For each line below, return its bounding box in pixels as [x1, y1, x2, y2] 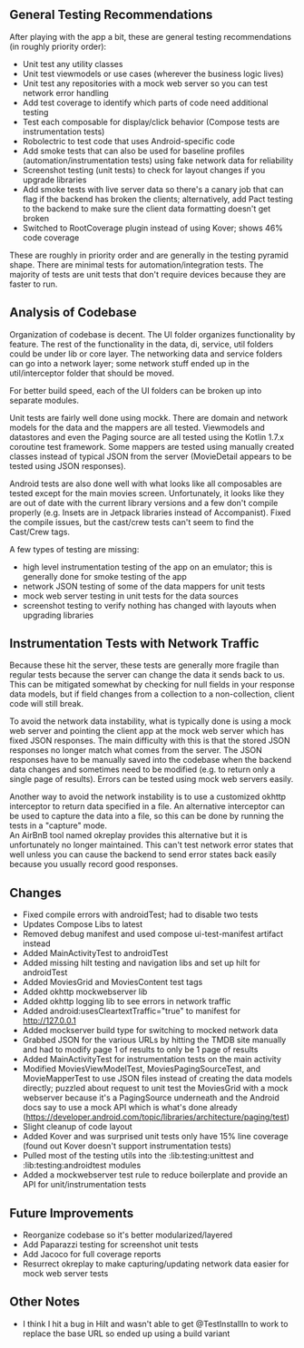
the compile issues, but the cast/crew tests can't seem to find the [9, 516, 254, 527]
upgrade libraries [22, 174, 87, 185]
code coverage [22, 231, 80, 243]
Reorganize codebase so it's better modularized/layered [22, 1229, 233, 1241]
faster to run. [9, 278, 58, 289]
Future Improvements [9, 1206, 134, 1221]
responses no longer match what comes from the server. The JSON [9, 745, 262, 756]
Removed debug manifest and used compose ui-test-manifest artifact [22, 929, 284, 940]
